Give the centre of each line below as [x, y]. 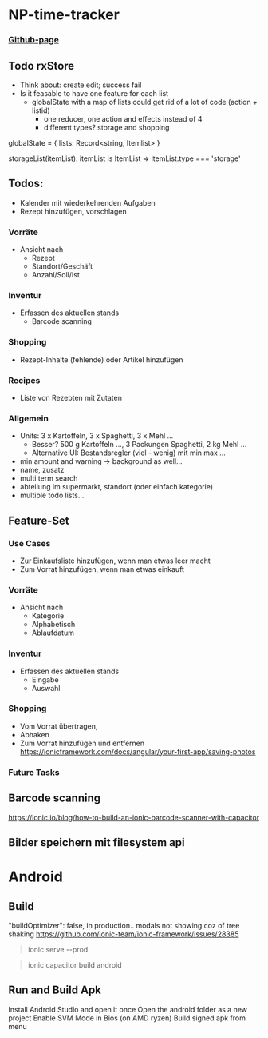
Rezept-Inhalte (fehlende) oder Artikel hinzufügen [101, 359]
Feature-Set [39, 520]
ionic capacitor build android [75, 964]
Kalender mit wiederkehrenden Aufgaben [87, 202]
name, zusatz [42, 470]
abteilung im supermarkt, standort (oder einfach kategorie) [116, 487]
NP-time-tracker [64, 15]
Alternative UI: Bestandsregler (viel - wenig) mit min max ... [128, 453]
